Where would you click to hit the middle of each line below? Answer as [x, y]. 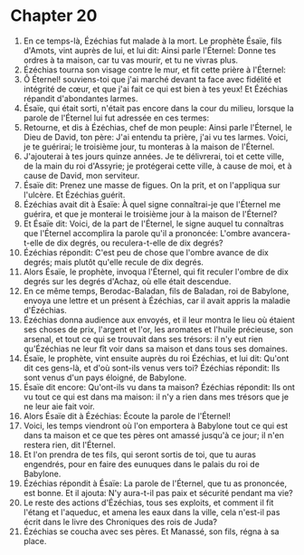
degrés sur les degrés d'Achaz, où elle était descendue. [127, 281]
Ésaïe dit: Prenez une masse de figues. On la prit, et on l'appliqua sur [152, 185]
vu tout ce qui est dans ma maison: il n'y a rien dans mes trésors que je [156, 397]
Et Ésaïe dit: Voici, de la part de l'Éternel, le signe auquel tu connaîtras [153, 224]
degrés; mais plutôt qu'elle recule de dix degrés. [114, 262]
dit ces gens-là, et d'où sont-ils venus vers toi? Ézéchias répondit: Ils [152, 368]
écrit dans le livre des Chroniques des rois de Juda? [120, 522]
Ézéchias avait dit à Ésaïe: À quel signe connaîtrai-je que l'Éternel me [152, 204]
